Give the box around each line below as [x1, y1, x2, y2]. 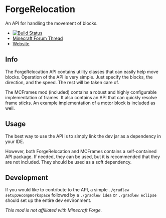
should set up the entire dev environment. [5, 197, 92, 203]
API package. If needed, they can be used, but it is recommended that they [5, 154, 160, 160]
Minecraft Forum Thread [12, 35, 63, 41]
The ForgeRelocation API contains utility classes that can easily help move [5, 68, 159, 75]
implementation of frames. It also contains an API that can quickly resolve [5, 94, 157, 100]
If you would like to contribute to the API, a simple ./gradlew [5, 187, 129, 193]
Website [12, 40, 30, 46]
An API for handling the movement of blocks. [5, 20, 98, 26]
